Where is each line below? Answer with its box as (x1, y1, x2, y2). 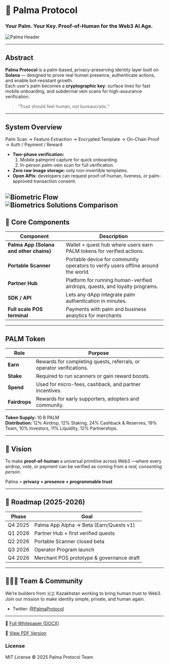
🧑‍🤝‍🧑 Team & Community (5, 577, 83, 585)
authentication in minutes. (65, 297, 127, 304)
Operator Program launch (34, 546, 95, 553)
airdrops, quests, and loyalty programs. (65, 283, 158, 290)
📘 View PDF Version (5, 630, 47, 636)
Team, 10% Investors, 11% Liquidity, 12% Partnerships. (5, 425, 118, 431)
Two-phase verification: (12, 151, 64, 158)
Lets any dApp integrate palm (65, 291, 136, 298)
